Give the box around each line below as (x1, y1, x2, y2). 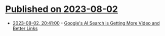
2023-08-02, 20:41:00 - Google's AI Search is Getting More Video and (12, 20, 160, 26)
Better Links (12, 25, 38, 31)
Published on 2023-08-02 (5, 3, 118, 15)
